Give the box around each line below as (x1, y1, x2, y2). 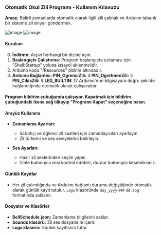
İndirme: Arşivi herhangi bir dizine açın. (12, 52, 91, 58)
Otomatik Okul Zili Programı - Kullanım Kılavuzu (5, 4, 120, 11)
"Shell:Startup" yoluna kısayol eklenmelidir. (12, 62, 98, 68)
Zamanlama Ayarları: (12, 121, 55, 127)
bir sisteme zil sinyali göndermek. (5, 20, 72, 26)
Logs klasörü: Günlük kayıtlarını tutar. (12, 224, 88, 230)
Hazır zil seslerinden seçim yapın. (19, 155, 87, 160)
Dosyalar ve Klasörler (5, 203, 50, 209)
